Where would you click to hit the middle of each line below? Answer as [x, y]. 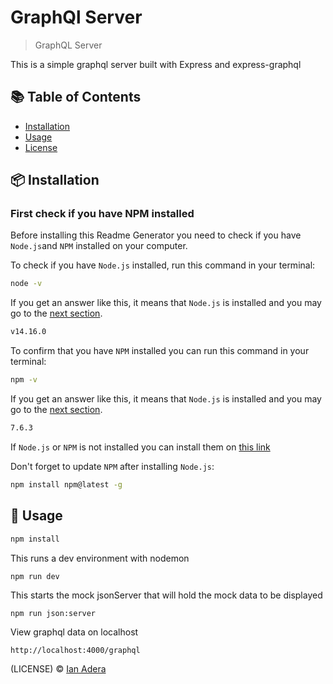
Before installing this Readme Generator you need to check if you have [156, 235]
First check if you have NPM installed [102, 214]
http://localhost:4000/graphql [75, 650]
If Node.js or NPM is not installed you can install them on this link [140, 447]
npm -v [24, 380]
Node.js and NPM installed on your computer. [99, 246]
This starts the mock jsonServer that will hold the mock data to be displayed [166, 595]
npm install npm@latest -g [66, 484]
